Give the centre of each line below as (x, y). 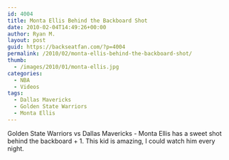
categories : (25, 73)
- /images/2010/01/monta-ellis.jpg (66, 67)
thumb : (17, 60)
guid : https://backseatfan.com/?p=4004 (66, 47)
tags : (15, 93)
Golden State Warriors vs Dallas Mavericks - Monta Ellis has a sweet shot (114, 133)
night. (16, 148)
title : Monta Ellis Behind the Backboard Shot (78, 21)
